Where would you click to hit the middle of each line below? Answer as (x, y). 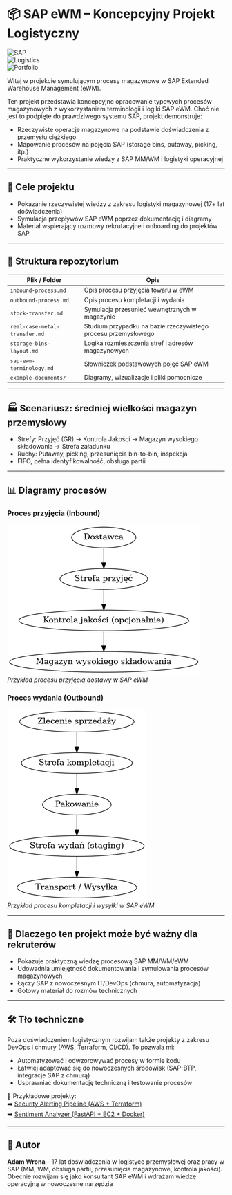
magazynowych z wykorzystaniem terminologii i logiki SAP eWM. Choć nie (113, 109)
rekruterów (32, 944)
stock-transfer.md (37, 314)
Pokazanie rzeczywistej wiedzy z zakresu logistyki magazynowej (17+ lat (121, 204)
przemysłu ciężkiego (47, 137)
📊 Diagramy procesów (57, 490)
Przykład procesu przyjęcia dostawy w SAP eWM (78, 680)
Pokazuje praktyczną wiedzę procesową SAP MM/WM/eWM (103, 961)
